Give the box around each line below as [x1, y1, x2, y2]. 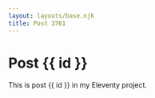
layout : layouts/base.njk [8, 11, 94, 20]
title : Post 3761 [8, 19, 66, 27]
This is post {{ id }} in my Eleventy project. [8, 80, 148, 90]
